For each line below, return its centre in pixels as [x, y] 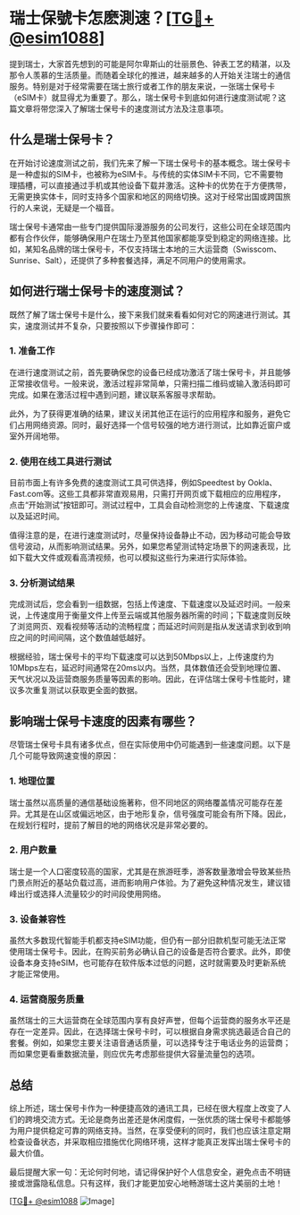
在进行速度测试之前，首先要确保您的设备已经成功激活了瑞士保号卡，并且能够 [150, 372]
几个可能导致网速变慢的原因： [64, 756]
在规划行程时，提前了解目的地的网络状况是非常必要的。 [111, 825]
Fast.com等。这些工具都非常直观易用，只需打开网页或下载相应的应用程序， [147, 494]
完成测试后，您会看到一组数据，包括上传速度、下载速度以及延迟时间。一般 [146, 604]
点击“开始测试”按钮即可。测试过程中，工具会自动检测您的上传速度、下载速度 [150, 505]
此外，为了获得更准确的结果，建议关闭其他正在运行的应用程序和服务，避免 [146, 414]
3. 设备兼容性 [37, 919]
